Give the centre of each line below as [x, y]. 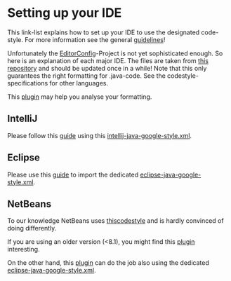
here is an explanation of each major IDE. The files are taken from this [108, 60]
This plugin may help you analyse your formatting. [80, 97]
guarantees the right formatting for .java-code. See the [87, 76]
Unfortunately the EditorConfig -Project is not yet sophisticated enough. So [115, 53]
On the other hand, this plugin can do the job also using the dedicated [108, 263]
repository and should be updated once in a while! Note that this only [107, 68]
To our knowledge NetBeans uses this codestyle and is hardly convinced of [115, 221]
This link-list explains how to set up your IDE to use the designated [104, 32]
